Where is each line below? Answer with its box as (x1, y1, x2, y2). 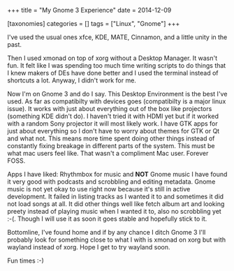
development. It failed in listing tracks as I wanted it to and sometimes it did (7, 192, 224, 200)
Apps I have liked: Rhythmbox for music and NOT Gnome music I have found (7, 170, 228, 178)
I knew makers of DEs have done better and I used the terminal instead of (7, 69, 219, 77)
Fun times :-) (7, 256, 44, 265)
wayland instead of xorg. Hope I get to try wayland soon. (7, 243, 170, 251)
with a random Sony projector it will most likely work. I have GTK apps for (7, 119, 218, 128)
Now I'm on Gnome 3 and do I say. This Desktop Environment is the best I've (7, 90, 228, 98)
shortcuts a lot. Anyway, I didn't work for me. (7, 76, 136, 85)
